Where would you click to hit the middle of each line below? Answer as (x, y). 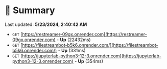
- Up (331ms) (72, 50)
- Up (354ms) (89, 61)
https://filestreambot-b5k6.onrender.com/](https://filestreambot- (90, 45)
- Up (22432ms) (74, 40)
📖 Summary (30, 10)
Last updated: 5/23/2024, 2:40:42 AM (46, 24)
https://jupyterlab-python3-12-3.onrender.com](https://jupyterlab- (92, 56)
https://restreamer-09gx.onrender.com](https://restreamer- (85, 34)
